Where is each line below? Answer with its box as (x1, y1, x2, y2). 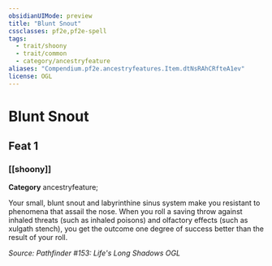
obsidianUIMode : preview (8, 11, 93, 20)
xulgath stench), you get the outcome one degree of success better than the (8, 224, 264, 234)
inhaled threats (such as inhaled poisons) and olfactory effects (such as (8, 215, 248, 225)
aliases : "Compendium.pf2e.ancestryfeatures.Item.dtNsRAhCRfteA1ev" (8, 65, 245, 73)
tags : (8, 34, 27, 43)
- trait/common (15, 49, 67, 58)
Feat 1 (8, 139, 39, 153)
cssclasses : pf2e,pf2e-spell (8, 27, 107, 35)
